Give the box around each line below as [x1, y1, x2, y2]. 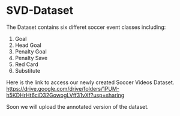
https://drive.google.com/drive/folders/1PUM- [6, 85, 120, 92]
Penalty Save [14, 54, 48, 61]
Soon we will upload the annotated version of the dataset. [6, 103, 149, 110]
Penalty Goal [14, 47, 47, 55]
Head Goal [14, 41, 42, 49]
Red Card [14, 61, 38, 68]
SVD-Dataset [6, 4, 74, 17]
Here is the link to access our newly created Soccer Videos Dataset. [6, 79, 175, 86]
